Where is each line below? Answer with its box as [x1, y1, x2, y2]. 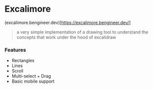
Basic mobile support [11, 78, 55, 84]
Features [4, 46, 26, 53]
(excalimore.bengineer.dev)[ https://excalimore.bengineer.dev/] [4, 20, 131, 25]
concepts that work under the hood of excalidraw [16, 34, 116, 40]
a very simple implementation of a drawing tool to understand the [16, 29, 149, 35]
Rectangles [11, 58, 35, 64]
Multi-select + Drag [11, 73, 51, 79]
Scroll [11, 68, 23, 74]
